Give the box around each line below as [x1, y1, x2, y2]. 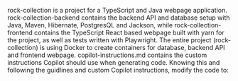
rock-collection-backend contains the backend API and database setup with [7, 13, 230, 22]
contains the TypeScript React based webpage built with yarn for [34, 28, 225, 37]
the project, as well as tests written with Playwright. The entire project [7, 36, 212, 44]
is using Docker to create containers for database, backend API [40, 44, 225, 51]
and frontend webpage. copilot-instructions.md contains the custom [7, 51, 207, 59]
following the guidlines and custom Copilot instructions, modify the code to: [7, 66, 229, 74]
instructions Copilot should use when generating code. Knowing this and [7, 58, 220, 66]
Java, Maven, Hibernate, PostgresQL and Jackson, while [7, 21, 173, 29]
